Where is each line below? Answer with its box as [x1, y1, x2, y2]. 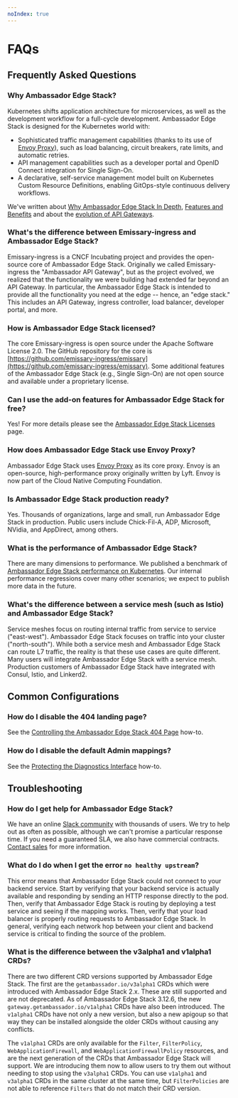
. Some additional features [147, 362, 225, 370]
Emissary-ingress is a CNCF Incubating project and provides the [7, 252, 195, 261]
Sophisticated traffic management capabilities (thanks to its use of [17, 136, 212, 144]
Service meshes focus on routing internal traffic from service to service [7, 625, 217, 633]
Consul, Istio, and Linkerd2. [7, 669, 87, 679]
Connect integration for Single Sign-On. [17, 166, 134, 174]
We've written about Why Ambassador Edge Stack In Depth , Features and [7, 202, 224, 210]
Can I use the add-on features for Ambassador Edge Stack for [7, 395, 225, 405]
